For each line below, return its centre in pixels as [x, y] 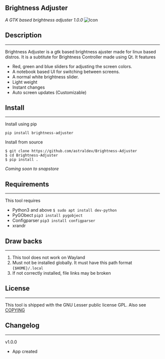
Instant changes [28, 87]
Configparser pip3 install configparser [54, 220]
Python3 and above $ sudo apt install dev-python [64, 210]
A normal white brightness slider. [45, 77]
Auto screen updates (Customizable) [49, 92]
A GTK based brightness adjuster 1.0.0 [44, 20]
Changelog [22, 325]
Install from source [24, 142]
